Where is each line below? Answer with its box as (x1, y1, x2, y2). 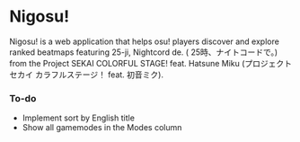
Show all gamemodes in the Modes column (22, 122, 182, 133)
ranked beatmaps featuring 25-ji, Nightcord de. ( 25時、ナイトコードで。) (9, 47, 278, 58)
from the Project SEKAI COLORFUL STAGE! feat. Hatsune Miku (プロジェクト (9, 58, 293, 68)
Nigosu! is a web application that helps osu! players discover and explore (9, 36, 280, 47)
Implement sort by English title (22, 112, 135, 123)
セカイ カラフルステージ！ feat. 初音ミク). (9, 69, 164, 80)
